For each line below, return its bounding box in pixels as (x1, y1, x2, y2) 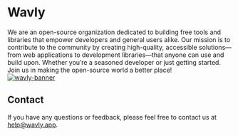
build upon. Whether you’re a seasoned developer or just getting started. (7, 58, 221, 66)
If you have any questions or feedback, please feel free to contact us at (7, 113, 217, 121)
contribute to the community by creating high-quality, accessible (7, 43, 197, 51)
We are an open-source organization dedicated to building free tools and (7, 28, 222, 36)
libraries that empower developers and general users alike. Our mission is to (7, 35, 231, 43)
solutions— (198, 43, 232, 51)
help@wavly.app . (7, 120, 58, 129)
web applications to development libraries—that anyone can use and (22, 51, 224, 59)
